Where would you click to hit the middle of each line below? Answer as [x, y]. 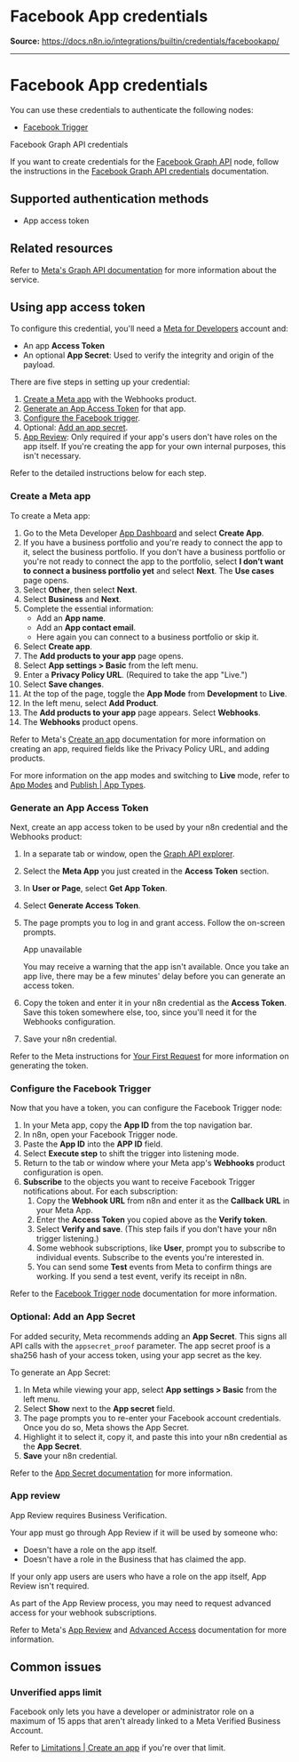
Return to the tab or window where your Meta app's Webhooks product [154, 1163]
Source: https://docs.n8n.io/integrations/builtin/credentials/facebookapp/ [145, 41]
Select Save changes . [63, 684]
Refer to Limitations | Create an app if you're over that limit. [118, 1748]
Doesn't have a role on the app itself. [90, 1549]
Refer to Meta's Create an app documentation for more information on [138, 739]
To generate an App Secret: [60, 1372]
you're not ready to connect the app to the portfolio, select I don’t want [153, 561]
